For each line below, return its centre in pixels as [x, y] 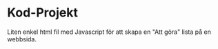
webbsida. [22, 39]
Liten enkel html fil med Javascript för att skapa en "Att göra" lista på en [109, 32]
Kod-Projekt [42, 13]
